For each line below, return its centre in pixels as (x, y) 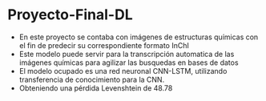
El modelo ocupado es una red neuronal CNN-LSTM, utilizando (123, 71)
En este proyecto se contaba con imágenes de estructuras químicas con (139, 37)
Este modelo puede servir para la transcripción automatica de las (127, 54)
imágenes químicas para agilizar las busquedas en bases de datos (129, 63)
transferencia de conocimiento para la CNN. (92, 79)
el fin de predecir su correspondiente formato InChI (104, 45)
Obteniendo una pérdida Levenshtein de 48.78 (96, 88)
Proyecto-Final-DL (70, 15)
